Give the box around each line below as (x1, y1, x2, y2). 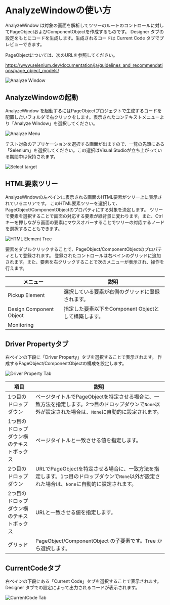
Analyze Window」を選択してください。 (14, 120, 98, 126)
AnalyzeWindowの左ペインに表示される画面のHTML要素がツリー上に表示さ (5, 194, 162, 200)
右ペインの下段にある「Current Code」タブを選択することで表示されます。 (5, 578, 162, 584)
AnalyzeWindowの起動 (5, 93, 78, 102)
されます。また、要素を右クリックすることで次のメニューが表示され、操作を (5, 258, 164, 265)
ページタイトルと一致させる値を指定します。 (35, 437, 142, 444)
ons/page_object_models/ (5, 67, 59, 73)
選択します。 (40, 545, 71, 552)
